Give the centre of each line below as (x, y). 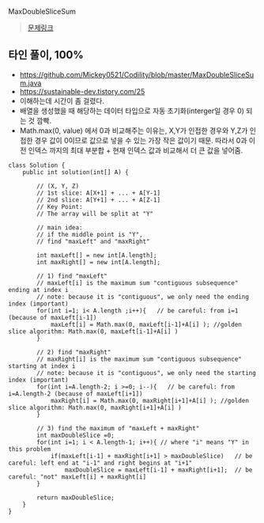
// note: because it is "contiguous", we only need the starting (147, 373)
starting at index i (42, 366)
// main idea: (60, 227)
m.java (30, 83)
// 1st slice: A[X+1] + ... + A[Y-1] (98, 193)
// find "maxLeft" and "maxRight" (93, 241)
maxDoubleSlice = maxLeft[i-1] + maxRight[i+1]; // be (158, 470)
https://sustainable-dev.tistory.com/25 (82, 91)
